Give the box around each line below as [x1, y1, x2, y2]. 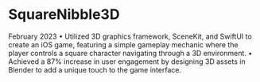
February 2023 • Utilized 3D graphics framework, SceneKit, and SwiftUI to [8, 32, 252, 41]
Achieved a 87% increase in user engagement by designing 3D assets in [8, 57, 246, 66]
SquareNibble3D [8, 6, 120, 24]
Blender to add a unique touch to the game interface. [8, 65, 181, 74]
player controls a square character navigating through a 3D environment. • [8, 48, 253, 58]
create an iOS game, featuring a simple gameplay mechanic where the [8, 39, 239, 49]
